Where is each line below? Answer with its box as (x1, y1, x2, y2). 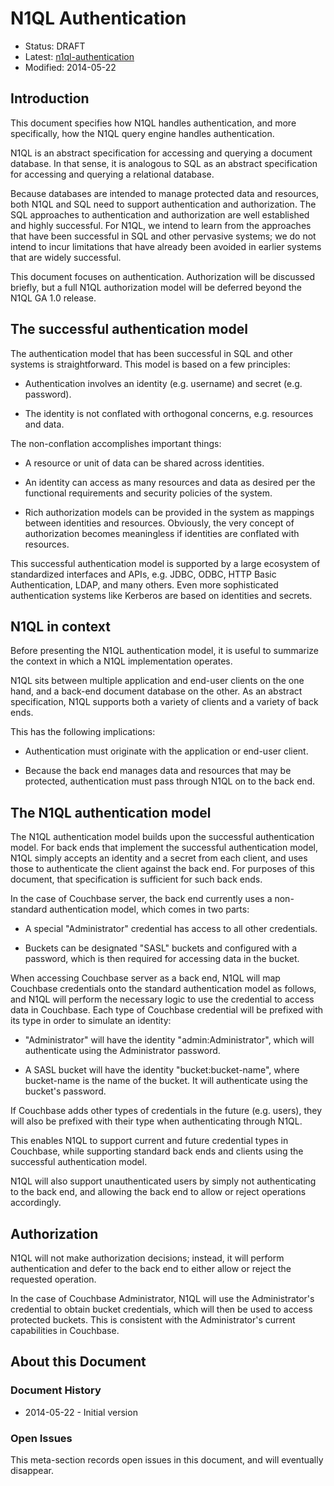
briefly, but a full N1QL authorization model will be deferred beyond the (10, 281, 302, 293)
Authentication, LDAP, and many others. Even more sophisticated (10, 578, 279, 591)
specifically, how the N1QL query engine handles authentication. (10, 127, 275, 139)
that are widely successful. (10, 251, 122, 263)
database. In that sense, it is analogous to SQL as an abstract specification (10, 157, 318, 169)
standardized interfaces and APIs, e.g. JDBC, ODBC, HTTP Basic (10, 568, 277, 580)
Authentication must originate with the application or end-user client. (24, 745, 309, 757)
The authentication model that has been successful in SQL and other (10, 347, 293, 359)
